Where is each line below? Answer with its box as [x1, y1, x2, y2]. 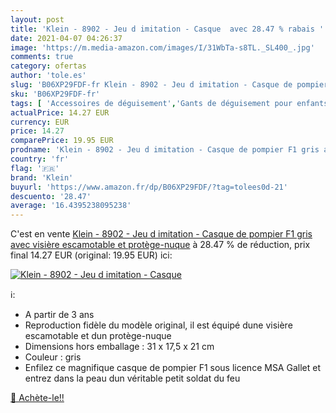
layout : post [10, 14, 65, 25]
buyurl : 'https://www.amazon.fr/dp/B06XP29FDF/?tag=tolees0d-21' [10, 182, 288, 192]
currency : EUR [10, 117, 70, 127]
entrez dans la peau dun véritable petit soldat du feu [24, 372, 241, 385]
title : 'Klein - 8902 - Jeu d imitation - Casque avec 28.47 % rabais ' [10, 24, 325, 34]
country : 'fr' [10, 154, 70, 164]
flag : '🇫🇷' [10, 163, 60, 173]
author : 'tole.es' [10, 71, 87, 81]
